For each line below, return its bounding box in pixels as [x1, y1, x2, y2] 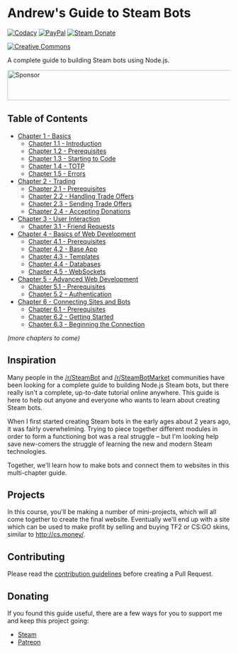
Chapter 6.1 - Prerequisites [28, 305, 106, 313]
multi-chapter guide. [7, 468, 67, 476]
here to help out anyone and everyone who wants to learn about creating [7, 396, 220, 404]
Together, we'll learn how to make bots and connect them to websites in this [7, 461, 229, 469]
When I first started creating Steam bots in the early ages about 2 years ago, [7, 417, 231, 425]
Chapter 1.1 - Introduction [28, 139, 102, 147]
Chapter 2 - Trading [17, 177, 76, 185]
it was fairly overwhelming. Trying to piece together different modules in [7, 424, 218, 433]
